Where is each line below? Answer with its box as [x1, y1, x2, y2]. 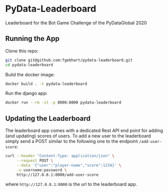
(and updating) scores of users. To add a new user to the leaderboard [5, 133, 151, 139]
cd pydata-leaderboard [5, 62, 53, 67]
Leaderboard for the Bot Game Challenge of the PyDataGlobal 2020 [5, 20, 147, 26]
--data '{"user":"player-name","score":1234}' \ [16, 163, 122, 168]
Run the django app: [5, 90, 48, 97]
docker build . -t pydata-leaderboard [5, 81, 87, 86]
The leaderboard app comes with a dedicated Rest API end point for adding [5, 127, 163, 134]
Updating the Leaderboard [5, 114, 91, 123]
